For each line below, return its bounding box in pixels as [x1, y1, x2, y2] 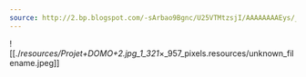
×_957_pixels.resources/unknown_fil [158, 47, 294, 59]
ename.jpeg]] [9, 57, 60, 68]
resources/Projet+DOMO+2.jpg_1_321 [20, 47, 159, 59]
